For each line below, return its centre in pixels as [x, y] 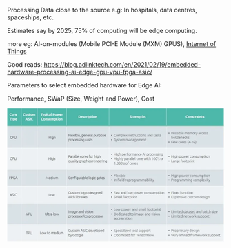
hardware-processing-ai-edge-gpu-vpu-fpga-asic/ [80, 72]
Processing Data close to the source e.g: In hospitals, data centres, [102, 10]
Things [17, 51]
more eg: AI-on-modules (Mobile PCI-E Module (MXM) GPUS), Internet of [112, 44]
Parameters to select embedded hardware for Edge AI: [84, 85]
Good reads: [25, 64]
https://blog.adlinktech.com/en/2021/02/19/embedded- [122, 64]
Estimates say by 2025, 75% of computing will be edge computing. [102, 31]
